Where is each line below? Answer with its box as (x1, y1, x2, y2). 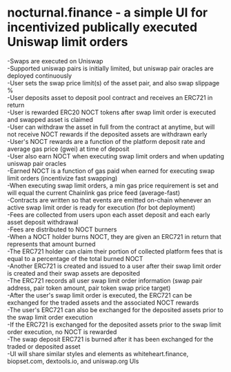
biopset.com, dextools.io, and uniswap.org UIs (7, 357, 139, 365)
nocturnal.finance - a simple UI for (7, 5, 208, 21)
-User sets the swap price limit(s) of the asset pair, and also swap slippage (7, 79, 220, 87)
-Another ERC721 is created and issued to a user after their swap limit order (7, 262, 222, 270)
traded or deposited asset (7, 342, 81, 351)
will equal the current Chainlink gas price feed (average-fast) (7, 188, 181, 197)
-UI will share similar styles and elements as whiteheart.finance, (7, 349, 189, 358)
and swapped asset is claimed (7, 115, 93, 123)
